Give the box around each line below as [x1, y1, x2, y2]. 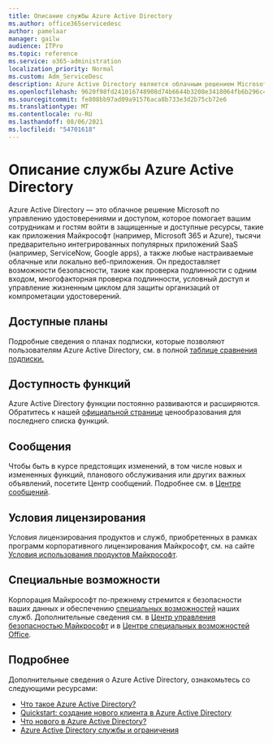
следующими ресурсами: [8, 683, 98, 693]
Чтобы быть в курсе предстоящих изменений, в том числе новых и [8, 461, 242, 471]
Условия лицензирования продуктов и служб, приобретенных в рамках [8, 532, 258, 542]
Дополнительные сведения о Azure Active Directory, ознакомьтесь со [8, 675, 250, 684]
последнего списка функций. [8, 416, 110, 426]
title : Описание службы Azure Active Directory [8, 11, 173, 20]
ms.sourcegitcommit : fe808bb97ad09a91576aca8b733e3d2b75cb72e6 [8, 95, 227, 103]
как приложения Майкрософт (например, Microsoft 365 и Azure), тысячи [8, 230, 262, 240]
